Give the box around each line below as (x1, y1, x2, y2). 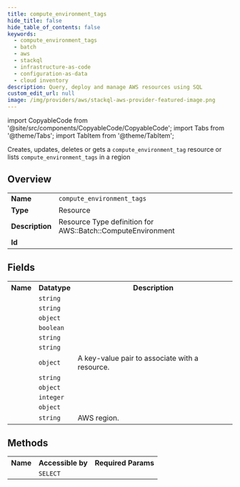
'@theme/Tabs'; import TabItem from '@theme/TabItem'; (7, 131, 174, 140)
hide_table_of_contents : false (7, 24, 101, 31)
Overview (7, 173, 52, 185)
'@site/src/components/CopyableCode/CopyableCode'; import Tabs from (7, 124, 225, 132)
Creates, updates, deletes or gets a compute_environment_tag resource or (7, 145, 222, 153)
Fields (7, 262, 36, 274)
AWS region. (77, 413, 119, 423)
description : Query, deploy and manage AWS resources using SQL (7, 83, 203, 91)
